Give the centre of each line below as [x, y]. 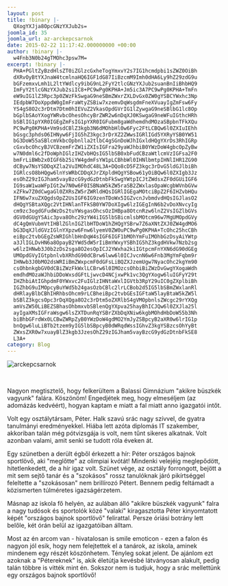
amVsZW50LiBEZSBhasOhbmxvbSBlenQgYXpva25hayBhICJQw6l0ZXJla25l [105, 307]
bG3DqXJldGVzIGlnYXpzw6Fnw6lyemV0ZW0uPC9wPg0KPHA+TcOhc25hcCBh [105, 230]
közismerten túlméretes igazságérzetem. [65, 490]
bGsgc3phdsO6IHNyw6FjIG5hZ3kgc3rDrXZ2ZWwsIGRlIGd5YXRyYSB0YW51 [105, 134]
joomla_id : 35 [27, 33]
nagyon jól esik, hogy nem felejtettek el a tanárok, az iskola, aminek [102, 546]
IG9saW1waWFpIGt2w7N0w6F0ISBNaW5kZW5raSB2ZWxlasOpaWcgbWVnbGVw [105, 186]
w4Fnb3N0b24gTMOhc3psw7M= [50, 58]
